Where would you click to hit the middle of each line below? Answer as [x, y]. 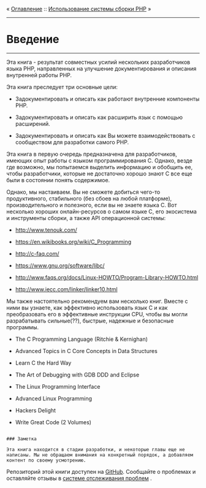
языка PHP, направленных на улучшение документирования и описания [101, 68]
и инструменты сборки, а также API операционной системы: [86, 218]
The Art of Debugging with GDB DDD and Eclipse [77, 375]
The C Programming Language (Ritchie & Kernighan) [82, 339]
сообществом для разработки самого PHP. [72, 142]
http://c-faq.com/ [37, 253]
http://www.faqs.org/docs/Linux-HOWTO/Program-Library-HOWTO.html [107, 277]
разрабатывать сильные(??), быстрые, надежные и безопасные [90, 321]
